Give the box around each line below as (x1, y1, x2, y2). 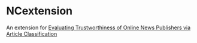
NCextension (6, 4, 73, 18)
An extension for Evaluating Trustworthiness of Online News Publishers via (6, 24, 191, 31)
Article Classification (6, 30, 57, 37)
